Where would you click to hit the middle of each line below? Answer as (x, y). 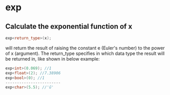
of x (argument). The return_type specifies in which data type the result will (85, 53)
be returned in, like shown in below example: (53, 59)
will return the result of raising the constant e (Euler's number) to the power (85, 48)
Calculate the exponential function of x (69, 26)
